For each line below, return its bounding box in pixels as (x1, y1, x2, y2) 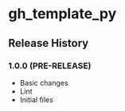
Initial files (19, 94, 53, 104)
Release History (8, 36, 89, 50)
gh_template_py (8, 5, 117, 23)
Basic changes (19, 78, 69, 87)
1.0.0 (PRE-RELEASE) (8, 60, 92, 71)
